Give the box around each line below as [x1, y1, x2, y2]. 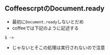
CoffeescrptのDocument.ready [5, 4, 104, 13]
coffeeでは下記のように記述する [12, 25, 79, 31]
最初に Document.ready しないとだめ [12, 19, 84, 25]
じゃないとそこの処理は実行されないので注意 [12, 44, 105, 50]
